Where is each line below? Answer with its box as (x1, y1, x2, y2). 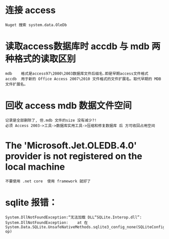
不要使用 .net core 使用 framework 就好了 (5, 179, 91, 184)
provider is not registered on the (5, 151, 142, 162)
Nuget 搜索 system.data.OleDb (5, 22, 67, 28)
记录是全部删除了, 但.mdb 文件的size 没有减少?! (5, 117, 97, 123)
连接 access (5, 5, 56, 16)
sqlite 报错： (5, 197, 58, 208)
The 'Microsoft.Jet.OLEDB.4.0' (5, 140, 137, 151)
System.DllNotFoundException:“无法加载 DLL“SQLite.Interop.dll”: (5, 214, 142, 220)
